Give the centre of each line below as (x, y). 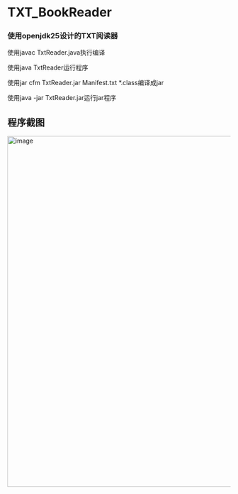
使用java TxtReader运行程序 (48, 67)
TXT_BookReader (59, 12)
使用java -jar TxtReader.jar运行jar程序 (62, 98)
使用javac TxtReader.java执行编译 (56, 53)
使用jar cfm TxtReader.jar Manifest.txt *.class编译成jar (86, 83)
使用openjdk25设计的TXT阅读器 (63, 36)
